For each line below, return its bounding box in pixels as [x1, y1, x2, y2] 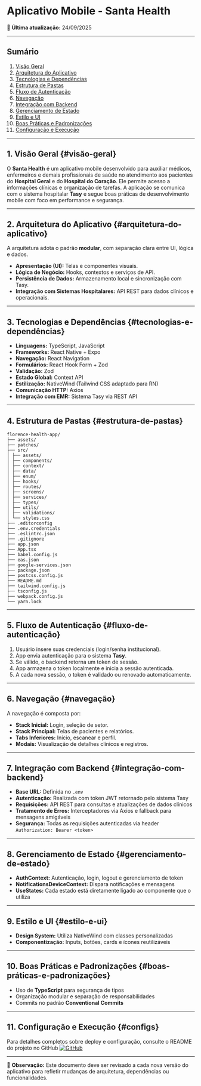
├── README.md [7, 578, 42, 584]
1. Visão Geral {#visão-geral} [7, 149, 117, 159]
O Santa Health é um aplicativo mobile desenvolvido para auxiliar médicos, [7, 165, 191, 172]
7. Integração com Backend [7, 763, 110, 773]
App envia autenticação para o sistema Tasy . [15, 652, 127, 659]
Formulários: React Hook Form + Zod [15, 361, 109, 368]
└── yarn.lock [7, 598, 42, 604]
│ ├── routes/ [7, 484, 42, 490]
